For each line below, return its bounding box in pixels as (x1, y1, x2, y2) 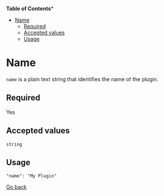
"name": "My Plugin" (6, 173, 57, 179)
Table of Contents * (6, 5, 54, 12)
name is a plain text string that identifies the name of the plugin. (6, 75, 159, 82)
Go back (6, 184, 27, 191)
